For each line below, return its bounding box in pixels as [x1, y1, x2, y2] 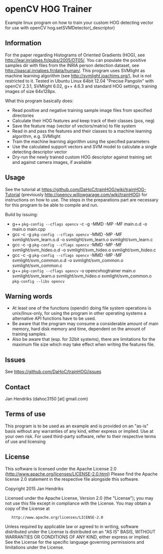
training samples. [12, 331, 47, 337]
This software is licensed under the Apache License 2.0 [5, 465, 117, 471]
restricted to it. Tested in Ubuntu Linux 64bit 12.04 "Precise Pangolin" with [5, 78, 154, 84]
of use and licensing [5, 439, 46, 444]
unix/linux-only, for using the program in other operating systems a [12, 310, 146, 316]
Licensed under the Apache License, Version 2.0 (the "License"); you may [5, 495, 154, 501]
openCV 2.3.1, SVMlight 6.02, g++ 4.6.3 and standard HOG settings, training [5, 83, 157, 89]
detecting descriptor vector [12, 149, 67, 155]
